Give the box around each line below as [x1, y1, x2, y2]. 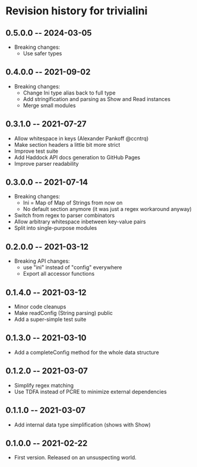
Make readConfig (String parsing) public [14, 310, 113, 317]
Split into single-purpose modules [14, 225, 97, 232]
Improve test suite [14, 147, 59, 154]
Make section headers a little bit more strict [14, 141, 120, 148]
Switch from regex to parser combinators [14, 212, 115, 219]
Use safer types [23, 50, 62, 57]
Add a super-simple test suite [14, 316, 87, 323]
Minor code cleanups [14, 303, 66, 310]
